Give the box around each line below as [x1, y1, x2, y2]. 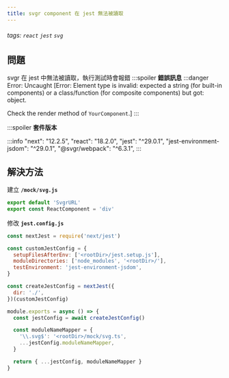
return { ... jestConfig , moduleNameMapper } [13, 358, 142, 365]
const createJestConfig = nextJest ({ [7, 283, 115, 290]
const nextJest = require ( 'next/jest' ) [7, 233, 121, 239]
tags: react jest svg [7, 32, 64, 40]
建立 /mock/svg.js [7, 186, 58, 194]
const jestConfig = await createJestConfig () [13, 314, 146, 321]
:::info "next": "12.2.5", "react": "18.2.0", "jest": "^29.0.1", [7, 137, 165, 145]
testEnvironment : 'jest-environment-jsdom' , [13, 264, 142, 271]
